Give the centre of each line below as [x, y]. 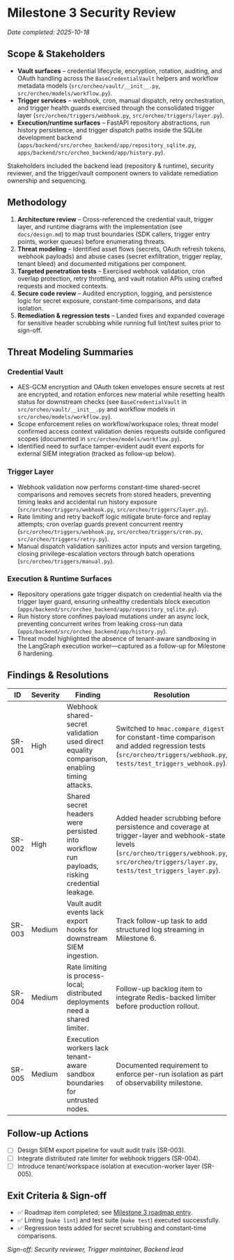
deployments [88, 1002]
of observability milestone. [159, 1082]
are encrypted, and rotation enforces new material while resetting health [121, 394]
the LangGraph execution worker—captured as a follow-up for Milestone [122, 646]
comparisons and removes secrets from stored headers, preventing [114, 494]
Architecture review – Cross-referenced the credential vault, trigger [115, 219]
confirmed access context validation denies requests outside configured [121, 431]
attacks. [79, 785]
